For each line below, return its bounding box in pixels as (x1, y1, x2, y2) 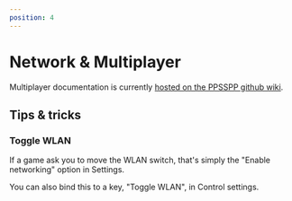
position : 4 (9, 13, 54, 22)
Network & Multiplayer (9, 51, 182, 72)
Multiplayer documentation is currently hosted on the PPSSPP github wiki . (9, 82, 284, 92)
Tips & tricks (9, 107, 82, 122)
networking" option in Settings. (9, 164, 124, 175)
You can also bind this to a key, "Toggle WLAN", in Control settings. (9, 181, 260, 193)
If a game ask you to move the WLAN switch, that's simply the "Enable (9, 154, 271, 166)
